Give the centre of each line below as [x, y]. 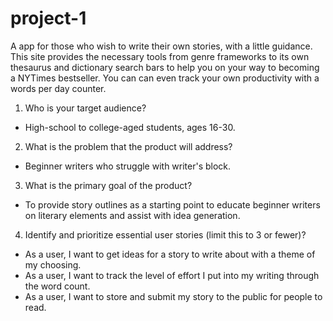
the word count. [57, 286]
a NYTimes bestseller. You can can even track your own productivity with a [165, 78]
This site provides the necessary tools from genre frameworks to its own [160, 56]
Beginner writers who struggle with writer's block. [128, 166]
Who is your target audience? [85, 108]
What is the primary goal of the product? [108, 185]
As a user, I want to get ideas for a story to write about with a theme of [170, 254]
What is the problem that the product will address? [128, 146]
